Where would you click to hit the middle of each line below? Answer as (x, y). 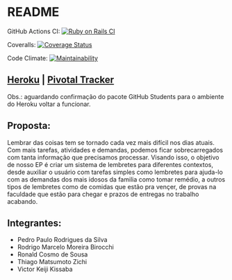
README (33, 12)
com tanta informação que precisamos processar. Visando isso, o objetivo (113, 157)
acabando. (23, 201)
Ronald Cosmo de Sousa (52, 254)
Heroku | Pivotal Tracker (61, 80)
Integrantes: (34, 223)
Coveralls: (22, 44)
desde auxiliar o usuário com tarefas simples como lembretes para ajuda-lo (115, 172)
